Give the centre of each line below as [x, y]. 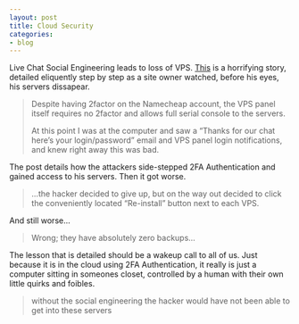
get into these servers [71, 311]
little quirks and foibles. [52, 284]
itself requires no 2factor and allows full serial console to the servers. [158, 113]
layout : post [33, 17]
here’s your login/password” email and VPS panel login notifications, [157, 140]
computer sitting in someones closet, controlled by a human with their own [146, 274]
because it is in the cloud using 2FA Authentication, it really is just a [133, 265]
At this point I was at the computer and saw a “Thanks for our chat [153, 131]
